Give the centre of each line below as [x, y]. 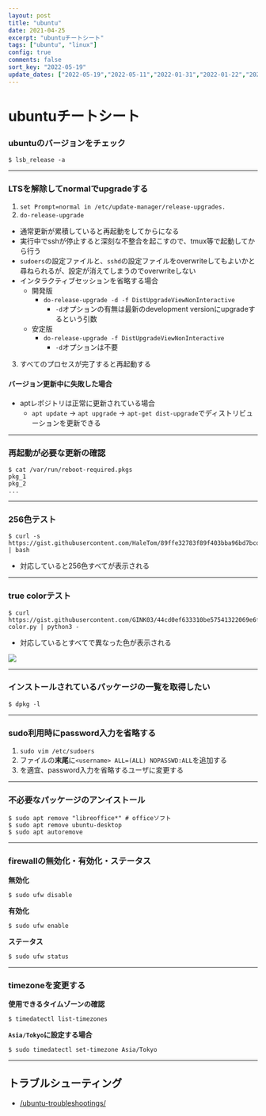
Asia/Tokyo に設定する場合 [50, 1034]
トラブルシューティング [65, 1083]
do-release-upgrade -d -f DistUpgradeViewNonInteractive [139, 301]
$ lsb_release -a [37, 160]
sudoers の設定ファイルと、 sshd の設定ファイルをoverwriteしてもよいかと [137, 261]
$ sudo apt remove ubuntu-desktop [65, 826]
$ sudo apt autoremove [46, 832]
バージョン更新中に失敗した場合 [60, 384]
